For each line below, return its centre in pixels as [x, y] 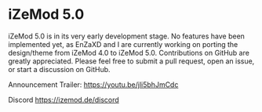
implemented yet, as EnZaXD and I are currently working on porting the [123, 44]
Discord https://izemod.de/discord [64, 99]
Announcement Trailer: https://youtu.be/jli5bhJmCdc [93, 85]
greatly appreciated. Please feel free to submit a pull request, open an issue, [131, 61]
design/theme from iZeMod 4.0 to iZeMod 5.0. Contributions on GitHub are [129, 52]
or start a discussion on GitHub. [60, 69]
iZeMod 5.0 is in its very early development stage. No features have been [127, 36]
